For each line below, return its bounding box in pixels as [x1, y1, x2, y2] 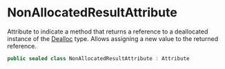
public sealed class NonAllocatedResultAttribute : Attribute [7, 55, 190, 62]
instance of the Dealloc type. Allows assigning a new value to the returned [7, 34, 219, 42]
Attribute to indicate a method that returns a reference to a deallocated [7, 27, 208, 36]
